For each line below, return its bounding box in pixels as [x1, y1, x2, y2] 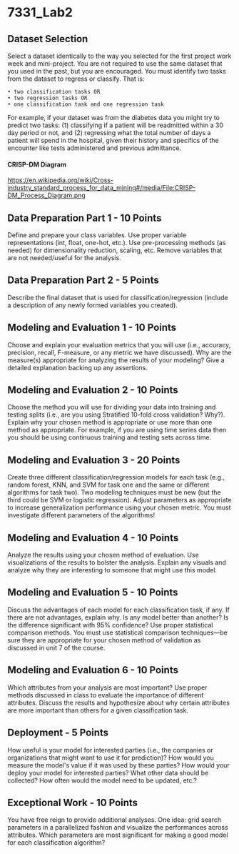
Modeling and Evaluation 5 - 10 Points [7, 587, 178, 599]
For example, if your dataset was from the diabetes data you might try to [7, 114, 220, 121]
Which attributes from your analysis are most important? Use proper [7, 683, 208, 692]
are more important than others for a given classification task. [7, 705, 189, 715]
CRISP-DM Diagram [7, 160, 66, 169]
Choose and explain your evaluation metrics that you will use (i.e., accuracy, [7, 340, 231, 349]
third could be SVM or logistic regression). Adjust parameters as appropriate [7, 496, 232, 505]
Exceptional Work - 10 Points [7, 796, 138, 808]
